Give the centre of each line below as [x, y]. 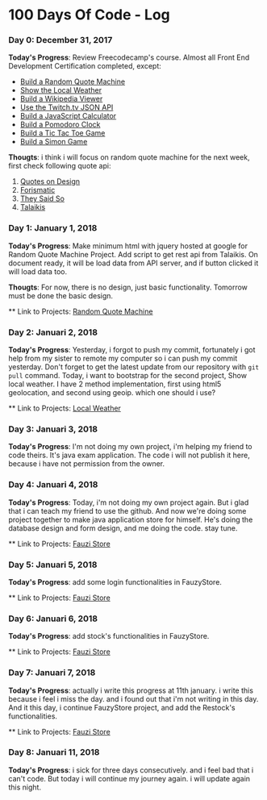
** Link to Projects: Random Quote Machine [81, 311]
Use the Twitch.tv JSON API [67, 107]
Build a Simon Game [54, 142]
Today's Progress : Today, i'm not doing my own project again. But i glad [129, 502]
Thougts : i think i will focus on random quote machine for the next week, [129, 157]
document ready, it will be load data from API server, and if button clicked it [133, 263]
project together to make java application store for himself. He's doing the [131, 519]
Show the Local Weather [61, 90]
